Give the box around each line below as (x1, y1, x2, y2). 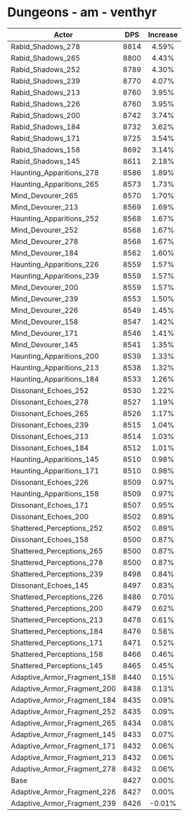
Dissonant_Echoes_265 (11, 408, 89, 418)
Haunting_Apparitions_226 (11, 259, 100, 269)
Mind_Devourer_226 (11, 305, 79, 315)
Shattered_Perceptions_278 (11, 557, 103, 567)
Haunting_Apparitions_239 (11, 271, 100, 281)
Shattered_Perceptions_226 (11, 592, 103, 602)
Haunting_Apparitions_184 (11, 374, 100, 384)
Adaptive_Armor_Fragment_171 (11, 741, 117, 751)
